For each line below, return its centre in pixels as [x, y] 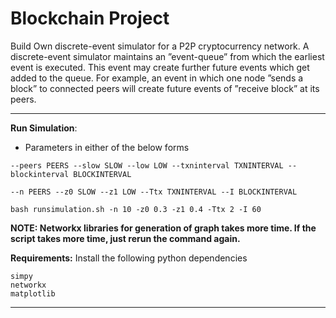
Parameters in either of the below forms [107, 147]
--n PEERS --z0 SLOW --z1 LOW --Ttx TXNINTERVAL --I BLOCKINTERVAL [154, 192]
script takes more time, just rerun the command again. [125, 238]
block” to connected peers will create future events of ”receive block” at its [165, 88]
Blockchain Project [90, 18]
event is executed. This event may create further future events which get [160, 67]
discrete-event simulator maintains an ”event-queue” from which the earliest [167, 56]
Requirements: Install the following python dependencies [129, 258]
